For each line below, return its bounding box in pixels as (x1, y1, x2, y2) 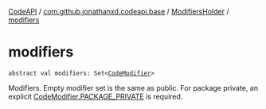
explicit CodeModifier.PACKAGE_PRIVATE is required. (8, 91, 183, 101)
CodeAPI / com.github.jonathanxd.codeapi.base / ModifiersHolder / (8, 7, 229, 16)
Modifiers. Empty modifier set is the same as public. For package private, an (8, 83, 259, 92)
